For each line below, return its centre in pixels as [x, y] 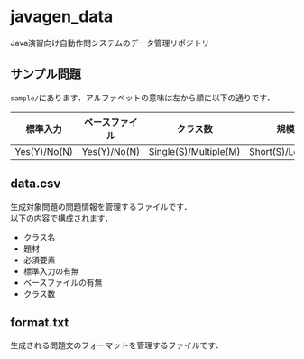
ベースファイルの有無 [63, 282]
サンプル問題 [46, 74]
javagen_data [62, 17]
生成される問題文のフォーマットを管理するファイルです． [117, 345]
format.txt [40, 322]
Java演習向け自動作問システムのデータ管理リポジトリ [110, 43]
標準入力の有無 [51, 271]
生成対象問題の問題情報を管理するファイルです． [101, 206]
